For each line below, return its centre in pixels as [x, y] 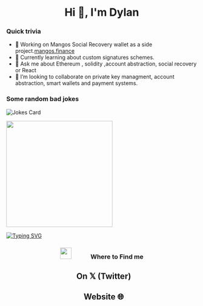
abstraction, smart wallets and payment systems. [76, 83]
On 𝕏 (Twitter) [104, 277]
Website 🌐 [104, 297]
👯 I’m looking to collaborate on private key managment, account [95, 77]
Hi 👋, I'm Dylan [102, 12]
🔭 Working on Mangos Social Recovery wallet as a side [84, 44]
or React [25, 70]
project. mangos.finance [45, 51]
